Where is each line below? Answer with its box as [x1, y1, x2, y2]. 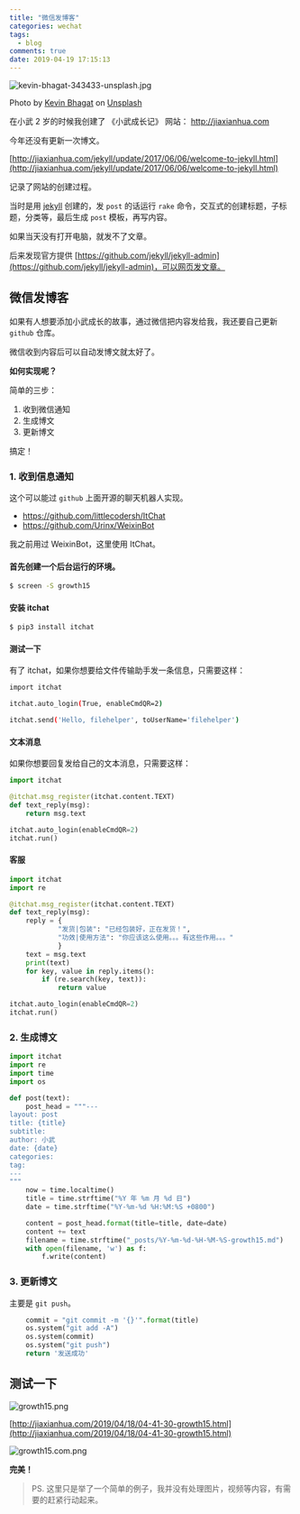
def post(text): [9, 1093, 70, 1103]
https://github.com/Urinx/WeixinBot [22, 520, 155, 531]
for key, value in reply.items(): [25, 967, 155, 976]
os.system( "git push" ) [25, 1341, 111, 1350]
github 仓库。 [9, 326, 60, 338]
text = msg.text [25, 950, 87, 959]
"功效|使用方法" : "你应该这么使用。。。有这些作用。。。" [57, 933, 234, 942]
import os [9, 1077, 47, 1087]
